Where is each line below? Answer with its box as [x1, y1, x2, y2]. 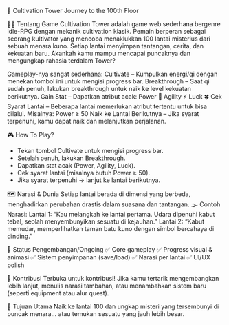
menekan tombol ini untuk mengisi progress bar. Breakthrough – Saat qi [7, 77, 210, 86]
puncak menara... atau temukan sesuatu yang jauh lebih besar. [7, 310, 185, 317]
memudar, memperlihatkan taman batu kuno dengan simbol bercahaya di [7, 225, 215, 233]
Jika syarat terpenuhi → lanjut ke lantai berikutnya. [17, 176, 161, 184]
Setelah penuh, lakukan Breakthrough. [17, 154, 126, 162]
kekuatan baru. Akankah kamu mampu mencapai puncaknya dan [7, 49, 191, 57]
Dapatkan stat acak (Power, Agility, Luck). [17, 161, 135, 169]
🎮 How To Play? [7, 131, 54, 139]
